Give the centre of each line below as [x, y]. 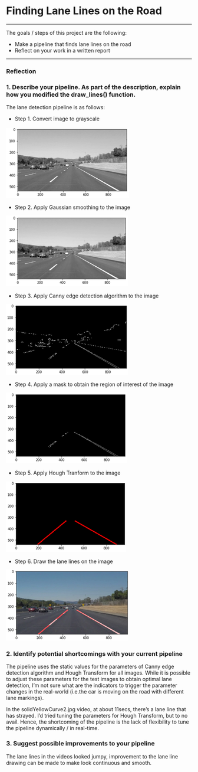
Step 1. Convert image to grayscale [57, 119]
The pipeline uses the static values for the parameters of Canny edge [90, 667]
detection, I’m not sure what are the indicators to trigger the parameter [92, 685]
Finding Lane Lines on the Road [84, 11]
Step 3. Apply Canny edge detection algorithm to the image [87, 296]
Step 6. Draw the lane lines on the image [64, 561]
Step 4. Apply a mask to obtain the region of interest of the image [94, 384]
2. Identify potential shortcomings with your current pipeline [94, 654]
